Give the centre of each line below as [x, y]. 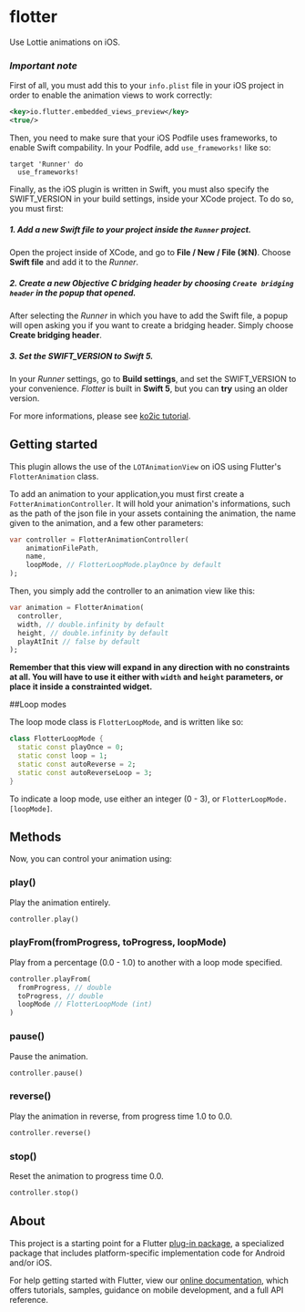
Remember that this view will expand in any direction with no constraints [150, 667]
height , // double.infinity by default [93, 633]
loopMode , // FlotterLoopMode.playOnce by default [124, 565]
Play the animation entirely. [60, 902]
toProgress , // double [61, 996]
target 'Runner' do [46, 164]
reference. [29, 1299]
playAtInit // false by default [79, 641]
